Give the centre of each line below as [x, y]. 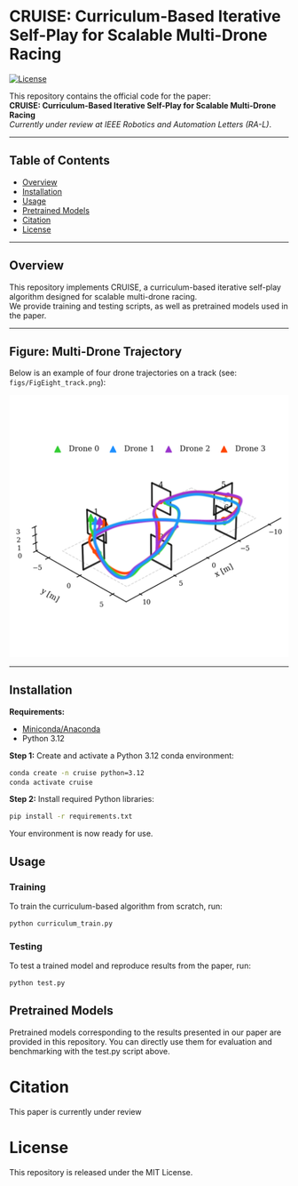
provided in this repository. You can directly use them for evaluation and [141, 1041]
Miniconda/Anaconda [61, 729]
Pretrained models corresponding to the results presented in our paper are [145, 1032]
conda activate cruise [51, 782]
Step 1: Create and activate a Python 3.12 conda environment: [122, 755]
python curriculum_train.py [61, 924]
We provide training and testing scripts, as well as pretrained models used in [149, 306]
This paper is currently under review [75, 1111]
